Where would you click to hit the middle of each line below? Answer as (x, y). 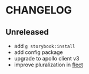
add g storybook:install (44, 46)
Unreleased (27, 32)
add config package (38, 52)
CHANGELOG (39, 10)
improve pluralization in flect (49, 65)
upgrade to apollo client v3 (47, 58)
